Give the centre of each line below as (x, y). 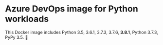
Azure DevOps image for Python (72, 9)
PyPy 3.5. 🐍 (17, 37)
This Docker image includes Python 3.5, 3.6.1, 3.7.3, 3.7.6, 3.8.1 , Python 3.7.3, (81, 32)
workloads (27, 19)
